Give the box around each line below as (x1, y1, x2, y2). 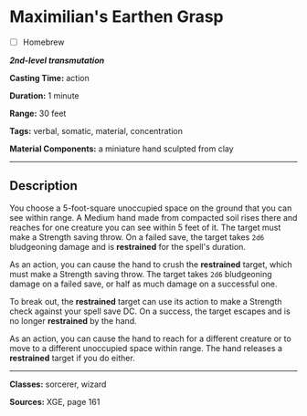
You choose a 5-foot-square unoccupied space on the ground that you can (9, 203, 292, 213)
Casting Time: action (9, 73, 90, 83)
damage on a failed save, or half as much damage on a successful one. (9, 278, 278, 289)
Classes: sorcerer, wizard (9, 379, 107, 390)
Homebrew (22, 36, 65, 47)
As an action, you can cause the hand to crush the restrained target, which (9, 258, 292, 270)
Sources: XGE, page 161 (9, 396, 101, 407)
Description (9, 178, 78, 193)
